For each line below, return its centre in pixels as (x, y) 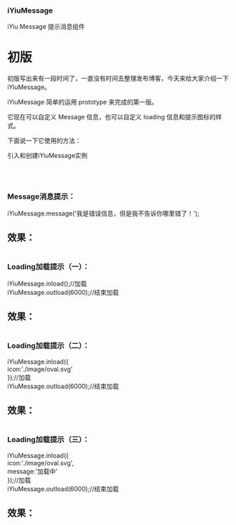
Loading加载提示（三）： (48, 439)
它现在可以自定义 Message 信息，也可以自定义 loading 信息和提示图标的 (112, 117)
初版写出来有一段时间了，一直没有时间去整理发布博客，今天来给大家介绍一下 (118, 79)
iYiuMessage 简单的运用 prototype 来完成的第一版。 (83, 102)
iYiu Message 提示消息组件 (46, 27)
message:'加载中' (33, 471)
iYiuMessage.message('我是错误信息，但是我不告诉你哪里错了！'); (104, 213)
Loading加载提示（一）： (48, 267)
